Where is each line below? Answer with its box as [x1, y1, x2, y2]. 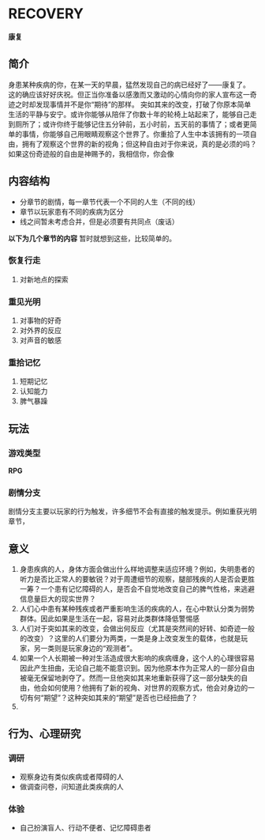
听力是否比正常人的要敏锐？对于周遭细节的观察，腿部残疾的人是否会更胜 [19, 574, 255, 584]
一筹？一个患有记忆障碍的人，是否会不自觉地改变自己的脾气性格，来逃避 [19, 585, 255, 594]
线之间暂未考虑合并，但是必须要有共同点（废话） [19, 217, 179, 226]
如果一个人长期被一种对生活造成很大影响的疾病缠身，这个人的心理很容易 [19, 653, 255, 663]
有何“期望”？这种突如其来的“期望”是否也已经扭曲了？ [26, 693, 199, 702]
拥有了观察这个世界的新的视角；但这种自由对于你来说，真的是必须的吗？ [21, 139, 257, 149]
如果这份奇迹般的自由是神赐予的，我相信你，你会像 [8, 149, 174, 158]
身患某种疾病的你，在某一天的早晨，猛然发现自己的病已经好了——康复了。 [8, 80, 250, 89]
